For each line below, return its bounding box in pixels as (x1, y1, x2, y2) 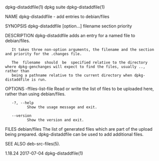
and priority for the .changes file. (5, 51, 82, 56)
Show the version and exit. (26, 117, 84, 122)
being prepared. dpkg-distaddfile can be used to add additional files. (5, 132, 144, 137)
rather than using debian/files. (5, 91, 66, 97)
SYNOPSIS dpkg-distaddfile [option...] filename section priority (5, 23, 132, 29)
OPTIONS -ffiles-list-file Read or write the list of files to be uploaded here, (5, 86, 154, 92)
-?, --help (11, 100, 34, 105)
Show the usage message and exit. (26, 105, 97, 110)
